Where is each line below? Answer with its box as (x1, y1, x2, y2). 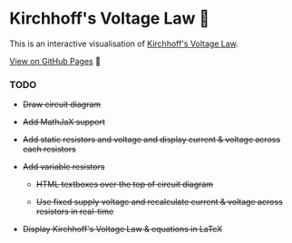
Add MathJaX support (22, 117, 106, 128)
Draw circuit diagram (22, 99, 102, 110)
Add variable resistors (22, 161, 105, 172)
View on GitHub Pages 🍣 (9, 55, 102, 66)
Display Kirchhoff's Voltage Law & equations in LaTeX (22, 224, 223, 235)
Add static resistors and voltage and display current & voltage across (22, 134, 281, 145)
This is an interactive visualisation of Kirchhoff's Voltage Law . (9, 38, 238, 49)
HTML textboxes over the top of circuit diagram (35, 179, 214, 190)
